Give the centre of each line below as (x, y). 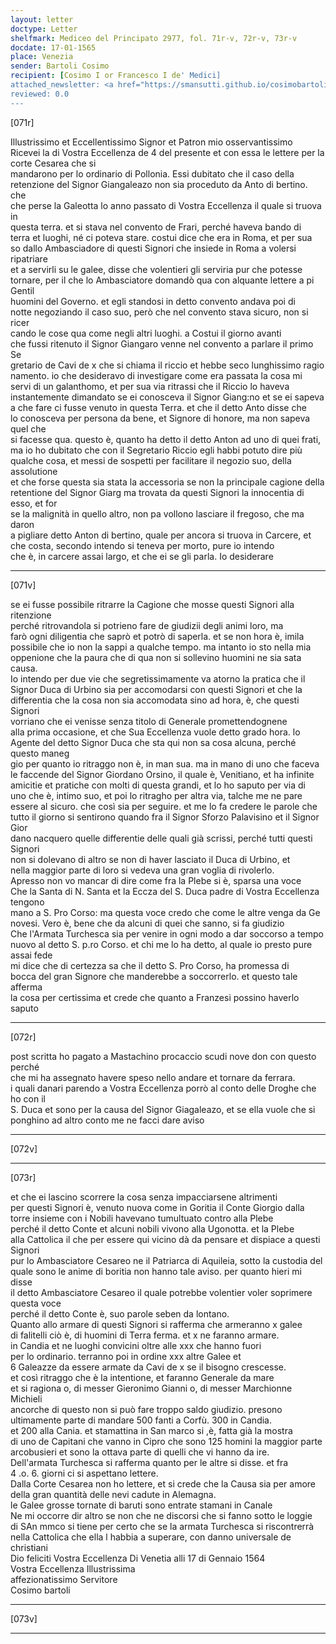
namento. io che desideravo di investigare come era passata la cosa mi (156, 375)
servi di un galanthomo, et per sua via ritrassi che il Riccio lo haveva (150, 386)
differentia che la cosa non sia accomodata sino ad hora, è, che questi (155, 700)
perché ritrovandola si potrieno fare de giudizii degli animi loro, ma (147, 625)
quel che (28, 428)
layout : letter (42, 19)
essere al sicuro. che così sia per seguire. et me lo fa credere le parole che (164, 806)
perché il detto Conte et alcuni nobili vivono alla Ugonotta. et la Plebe (152, 1228)
